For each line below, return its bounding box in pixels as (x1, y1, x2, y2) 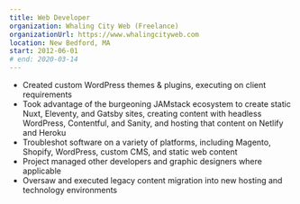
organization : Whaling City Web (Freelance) (9, 22, 179, 31)
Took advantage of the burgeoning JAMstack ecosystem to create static (22, 99, 291, 109)
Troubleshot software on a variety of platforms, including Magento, (22, 137, 272, 147)
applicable (22, 165, 61, 176)
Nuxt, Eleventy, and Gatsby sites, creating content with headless (22, 109, 262, 119)
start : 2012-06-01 (9, 47, 78, 56)
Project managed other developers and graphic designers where (22, 156, 263, 166)
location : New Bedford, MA (9, 38, 111, 48)
